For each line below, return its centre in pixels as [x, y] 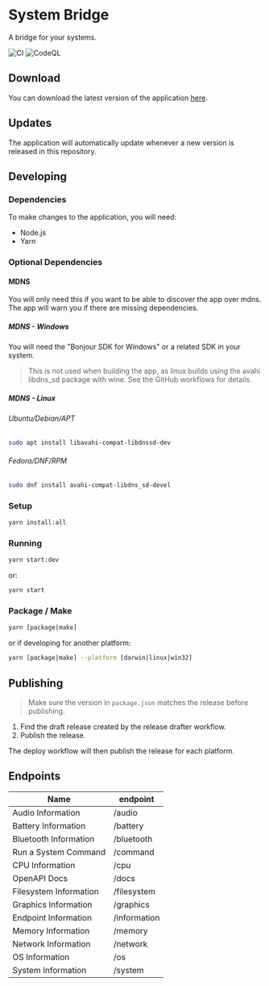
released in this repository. [52, 151]
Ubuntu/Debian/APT [42, 418]
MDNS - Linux [32, 398]
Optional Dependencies [56, 262]
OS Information [41, 957]
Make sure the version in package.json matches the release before [138, 702]
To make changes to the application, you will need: [93, 217]
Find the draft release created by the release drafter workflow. [123, 726]
